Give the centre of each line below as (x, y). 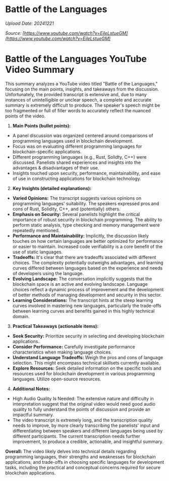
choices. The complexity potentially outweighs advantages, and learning (88, 263)
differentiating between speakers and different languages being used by (88, 430)
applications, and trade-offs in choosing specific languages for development (85, 462)
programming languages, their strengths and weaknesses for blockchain (80, 457)
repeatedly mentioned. (36, 230)
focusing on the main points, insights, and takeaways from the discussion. (82, 89)
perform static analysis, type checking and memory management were (86, 225)
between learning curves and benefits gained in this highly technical (83, 311)
